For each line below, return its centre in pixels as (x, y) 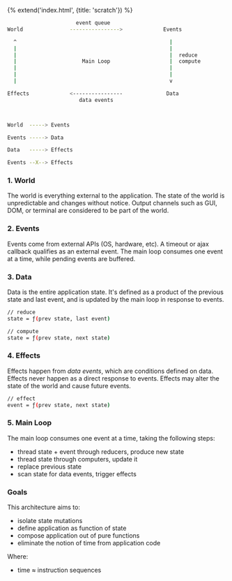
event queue (93, 23)
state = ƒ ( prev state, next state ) (59, 338)
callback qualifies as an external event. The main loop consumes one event (115, 251)
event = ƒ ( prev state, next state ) (59, 405)
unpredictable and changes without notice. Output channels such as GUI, (112, 203)
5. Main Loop (30, 423)
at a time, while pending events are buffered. (71, 258)
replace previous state (49, 466)
